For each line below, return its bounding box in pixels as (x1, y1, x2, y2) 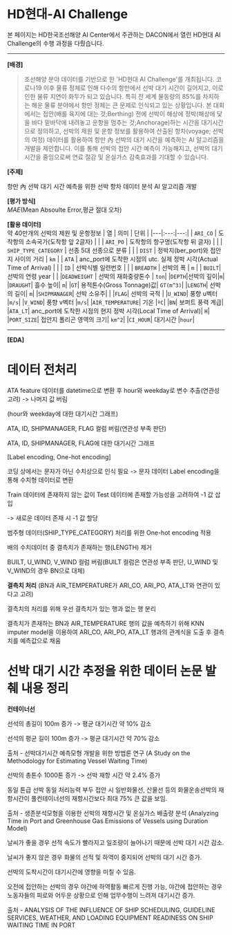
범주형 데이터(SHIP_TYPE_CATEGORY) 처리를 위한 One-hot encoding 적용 (7, 528, 212, 537)
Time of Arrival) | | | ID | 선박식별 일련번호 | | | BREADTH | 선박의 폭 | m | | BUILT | (7, 263, 222, 272)
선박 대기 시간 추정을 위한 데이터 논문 (7, 663, 202, 679)
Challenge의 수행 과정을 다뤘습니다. (7, 39, 104, 47)
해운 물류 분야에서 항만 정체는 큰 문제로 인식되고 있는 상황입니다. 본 (31, 101, 212, 109)
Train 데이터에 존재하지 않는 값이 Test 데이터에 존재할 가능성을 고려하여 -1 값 (7, 490, 214, 499)
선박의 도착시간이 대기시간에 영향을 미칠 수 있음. (7, 867, 137, 876)
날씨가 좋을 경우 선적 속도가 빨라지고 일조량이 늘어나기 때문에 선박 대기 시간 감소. (7, 838, 224, 846)
